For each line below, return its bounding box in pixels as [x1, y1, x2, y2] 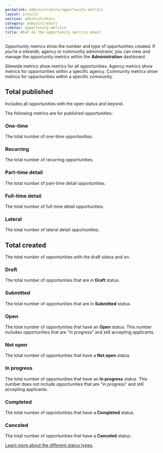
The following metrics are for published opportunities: [5, 110, 113, 116]
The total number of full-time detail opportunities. [5, 204, 104, 209]
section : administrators [5, 16, 55, 21]
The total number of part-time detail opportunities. [5, 180, 106, 186]
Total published [5, 88, 54, 96]
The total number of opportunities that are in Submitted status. [5, 300, 131, 306]
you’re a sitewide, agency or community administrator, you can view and [5, 48, 150, 54]
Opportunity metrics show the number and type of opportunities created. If [5, 44, 156, 49]
